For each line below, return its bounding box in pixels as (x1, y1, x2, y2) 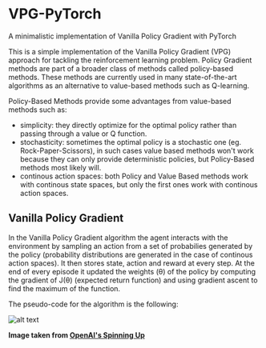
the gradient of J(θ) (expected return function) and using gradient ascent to (8, 275, 258, 285)
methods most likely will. (19, 162, 102, 172)
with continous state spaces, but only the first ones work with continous (19, 179, 258, 189)
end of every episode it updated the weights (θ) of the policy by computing (8, 266, 256, 276)
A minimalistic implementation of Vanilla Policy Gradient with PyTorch (8, 31, 236, 41)
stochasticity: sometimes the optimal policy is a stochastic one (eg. (19, 137, 242, 146)
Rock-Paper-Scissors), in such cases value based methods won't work (19, 146, 254, 155)
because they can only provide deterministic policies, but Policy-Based (19, 154, 255, 164)
